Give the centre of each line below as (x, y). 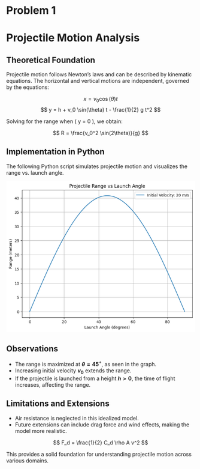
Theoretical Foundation (51, 60)
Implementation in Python (55, 152)
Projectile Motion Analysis (73, 38)
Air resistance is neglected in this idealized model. (77, 418)
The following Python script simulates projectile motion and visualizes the (97, 166)
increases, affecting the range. (53, 384)
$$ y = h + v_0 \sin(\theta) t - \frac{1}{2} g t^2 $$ (101, 109)
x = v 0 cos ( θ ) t (101, 100)
